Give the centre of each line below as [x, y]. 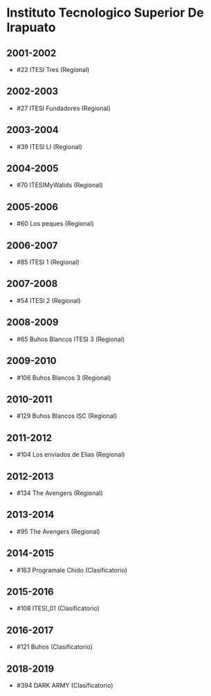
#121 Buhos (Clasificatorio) [54, 647]
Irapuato [31, 27]
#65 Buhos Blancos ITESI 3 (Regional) [71, 339]
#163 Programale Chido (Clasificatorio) [72, 570]
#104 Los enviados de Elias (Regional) [71, 455]
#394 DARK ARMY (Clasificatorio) [65, 685]
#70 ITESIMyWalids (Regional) [59, 185]
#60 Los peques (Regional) [55, 224]
